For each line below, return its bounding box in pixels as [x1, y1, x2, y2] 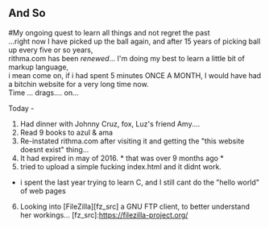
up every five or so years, [8, 44, 93, 55]
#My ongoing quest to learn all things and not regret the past [8, 27, 211, 37]
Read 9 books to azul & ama [19, 127, 114, 137]
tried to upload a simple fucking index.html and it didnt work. [19, 161, 221, 172]
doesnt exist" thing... [19, 144, 89, 154]
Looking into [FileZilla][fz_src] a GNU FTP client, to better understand [19, 201, 250, 211]
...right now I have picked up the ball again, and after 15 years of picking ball [8, 36, 261, 46]
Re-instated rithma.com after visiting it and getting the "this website [19, 136, 245, 146]
